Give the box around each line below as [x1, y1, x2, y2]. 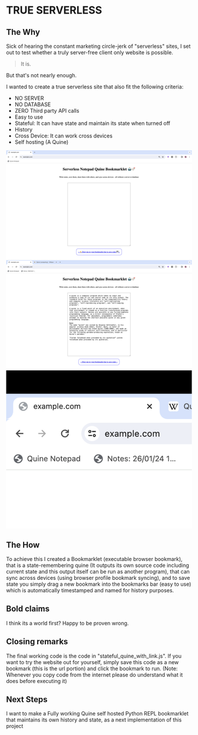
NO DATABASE [14, 101, 51, 108]
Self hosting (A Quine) [14, 139, 69, 145]
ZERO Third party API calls [14, 107, 80, 114]
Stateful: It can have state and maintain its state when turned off [14, 120, 171, 127]
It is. [20, 60, 31, 67]
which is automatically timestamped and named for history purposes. [6, 587, 174, 593]
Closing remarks [6, 636, 68, 647]
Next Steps [6, 694, 48, 705]
